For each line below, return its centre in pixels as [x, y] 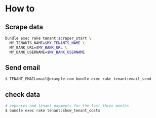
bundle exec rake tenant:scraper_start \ [48, 38]
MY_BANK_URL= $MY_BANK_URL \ [39, 48]
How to [20, 9]
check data [23, 94]
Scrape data [24, 27]
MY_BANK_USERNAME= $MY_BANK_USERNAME [47, 52]
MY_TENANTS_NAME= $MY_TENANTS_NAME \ [47, 43]
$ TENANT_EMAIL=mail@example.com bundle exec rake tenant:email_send [78, 79]
